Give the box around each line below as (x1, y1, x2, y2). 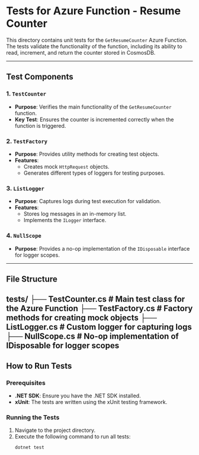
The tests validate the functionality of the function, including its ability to (6, 43, 182, 50)
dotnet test (14, 444, 44, 451)
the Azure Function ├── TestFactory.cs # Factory (6, 304, 193, 314)
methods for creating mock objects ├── (6, 313, 157, 323)
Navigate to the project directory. (14, 426, 96, 434)
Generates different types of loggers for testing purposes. (23, 169, 165, 176)
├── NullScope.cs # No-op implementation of (6, 331, 179, 342)
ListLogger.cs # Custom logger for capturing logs (6, 322, 192, 332)
